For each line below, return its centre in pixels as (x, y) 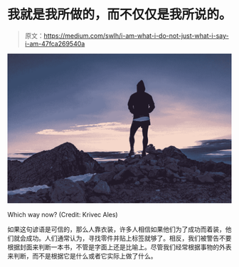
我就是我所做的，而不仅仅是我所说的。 (120, 15)
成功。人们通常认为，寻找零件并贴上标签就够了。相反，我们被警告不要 (129, 239)
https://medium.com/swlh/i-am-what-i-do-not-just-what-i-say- (136, 36)
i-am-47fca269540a (55, 43)
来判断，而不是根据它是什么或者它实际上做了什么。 (82, 256)
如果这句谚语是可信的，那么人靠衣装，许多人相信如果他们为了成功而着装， (116, 229)
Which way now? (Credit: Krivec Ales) (63, 215)
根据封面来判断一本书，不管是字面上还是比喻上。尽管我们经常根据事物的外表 (119, 247)
